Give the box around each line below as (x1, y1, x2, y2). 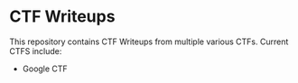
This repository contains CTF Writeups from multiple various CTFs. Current (9, 36, 289, 47)
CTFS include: (9, 45, 62, 56)
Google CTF (22, 63, 68, 74)
